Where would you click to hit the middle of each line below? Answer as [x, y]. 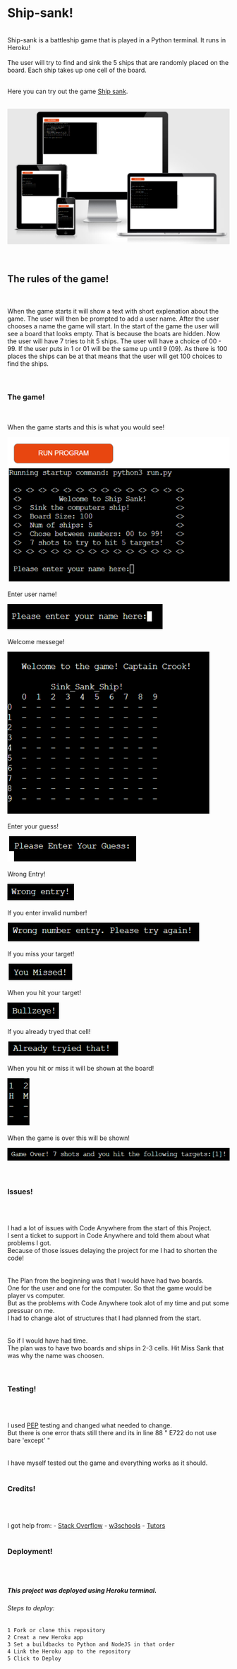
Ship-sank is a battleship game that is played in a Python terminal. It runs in [117, 40]
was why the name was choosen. [56, 1356]
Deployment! [30, 1551]
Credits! [22, 1489]
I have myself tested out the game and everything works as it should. [108, 1463]
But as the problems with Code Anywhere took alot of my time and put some [118, 1303]
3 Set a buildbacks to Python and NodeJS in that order [91, 1644]
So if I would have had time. [48, 1341]
